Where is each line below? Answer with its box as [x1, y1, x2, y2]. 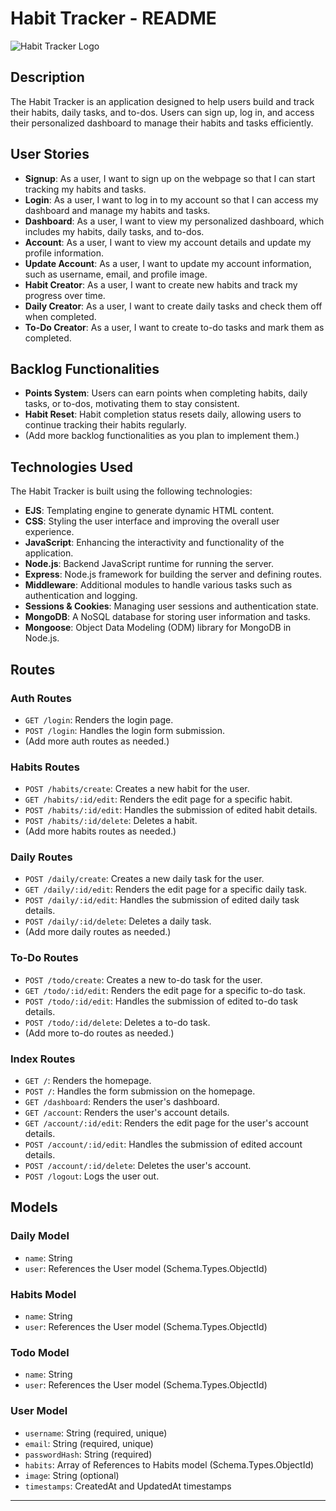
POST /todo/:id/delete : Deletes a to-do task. [24, 1016, 211, 1028]
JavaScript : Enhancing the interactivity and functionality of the [24, 537, 285, 549]
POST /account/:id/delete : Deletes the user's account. [24, 1160, 252, 1172]
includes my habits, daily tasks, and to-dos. [24, 225, 205, 237]
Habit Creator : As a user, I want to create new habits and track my [24, 278, 298, 291]
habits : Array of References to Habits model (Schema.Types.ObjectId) [24, 1458, 315, 1471]
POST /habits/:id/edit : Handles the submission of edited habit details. [24, 804, 318, 816]
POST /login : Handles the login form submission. [24, 724, 226, 736]
